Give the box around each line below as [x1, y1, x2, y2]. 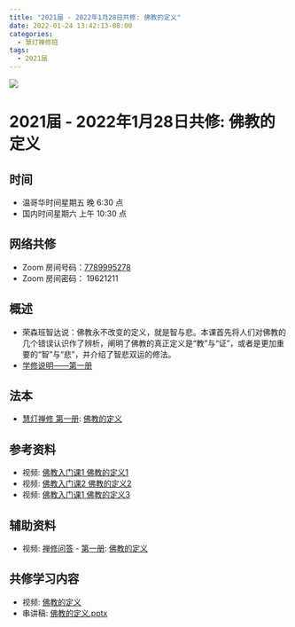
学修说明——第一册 [21, 360, 93, 371]
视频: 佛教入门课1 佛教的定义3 [21, 490, 131, 500]
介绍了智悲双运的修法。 [89, 349, 176, 359]
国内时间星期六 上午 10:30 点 [21, 208, 127, 218]
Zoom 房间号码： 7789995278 [21, 262, 131, 272]
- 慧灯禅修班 [17, 37, 59, 47]
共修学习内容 [9, 571, 80, 586]
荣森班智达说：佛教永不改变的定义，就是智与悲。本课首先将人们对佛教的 [21, 326, 286, 337]
